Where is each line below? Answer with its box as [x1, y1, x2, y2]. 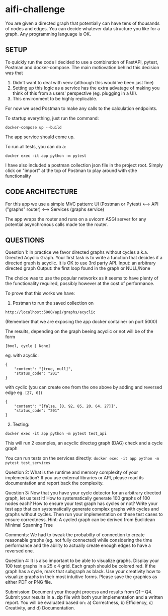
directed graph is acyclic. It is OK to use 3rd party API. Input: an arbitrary [5, 260, 156, 266]
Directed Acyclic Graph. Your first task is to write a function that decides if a [5, 255, 162, 261]
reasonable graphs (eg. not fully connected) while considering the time [5, 537, 152, 543]
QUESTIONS [5, 236, 44, 244]
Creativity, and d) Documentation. [5, 605, 75, 611]
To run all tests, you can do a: [5, 143, 66, 149]
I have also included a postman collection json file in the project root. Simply [5, 162, 163, 168]
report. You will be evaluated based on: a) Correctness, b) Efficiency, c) [5, 599, 153, 606]
